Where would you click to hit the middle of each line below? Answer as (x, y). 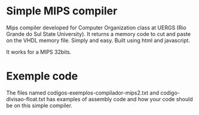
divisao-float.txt (26, 99)
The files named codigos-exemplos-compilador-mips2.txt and (83, 93)
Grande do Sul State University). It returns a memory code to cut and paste (99, 34)
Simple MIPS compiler (62, 11)
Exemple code (42, 76)
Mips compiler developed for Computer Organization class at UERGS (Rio (96, 28)
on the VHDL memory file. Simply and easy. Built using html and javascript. (98, 40)
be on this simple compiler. (39, 105)
